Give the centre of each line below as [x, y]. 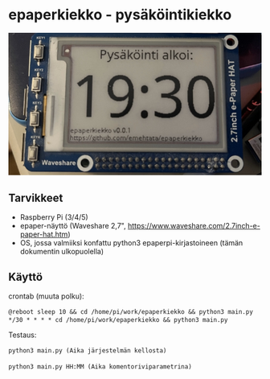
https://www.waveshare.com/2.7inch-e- [194, 226]
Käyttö [25, 276]
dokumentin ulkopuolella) [62, 252]
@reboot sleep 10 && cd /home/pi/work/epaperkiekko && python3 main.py [131, 312]
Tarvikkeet [36, 198]
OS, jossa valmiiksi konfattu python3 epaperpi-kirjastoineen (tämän [131, 243]
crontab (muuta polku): [46, 296]
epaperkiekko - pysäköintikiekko [120, 15]
